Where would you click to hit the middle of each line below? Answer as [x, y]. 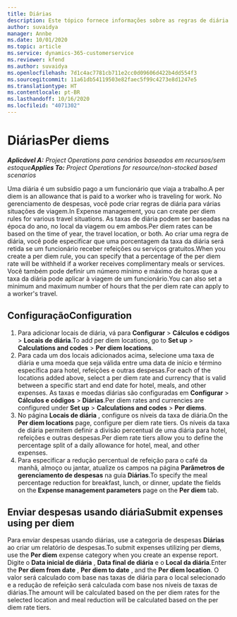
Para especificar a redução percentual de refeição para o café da [113, 460]
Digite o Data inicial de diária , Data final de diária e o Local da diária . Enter [117, 563]
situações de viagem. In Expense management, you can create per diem [111, 211]
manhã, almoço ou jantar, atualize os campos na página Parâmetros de [121, 468]
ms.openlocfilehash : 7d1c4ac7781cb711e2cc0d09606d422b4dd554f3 [102, 73]
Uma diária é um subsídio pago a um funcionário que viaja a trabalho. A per [116, 188]
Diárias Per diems [58, 141]
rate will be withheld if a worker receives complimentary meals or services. [116, 263]
